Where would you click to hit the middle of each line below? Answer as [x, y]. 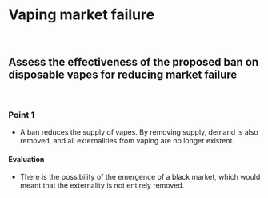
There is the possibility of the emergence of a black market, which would [140, 177]
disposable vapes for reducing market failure [123, 75]
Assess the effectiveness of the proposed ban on [134, 62]
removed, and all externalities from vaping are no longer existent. [127, 141]
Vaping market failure [82, 15]
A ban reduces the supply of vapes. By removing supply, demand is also [139, 132]
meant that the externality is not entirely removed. [102, 185]
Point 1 [22, 115]
